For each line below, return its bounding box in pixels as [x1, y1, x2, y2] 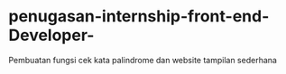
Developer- [8, 25, 95, 45]
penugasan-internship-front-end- [8, 6, 270, 27]
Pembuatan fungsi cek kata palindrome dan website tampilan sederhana [8, 54, 277, 65]
